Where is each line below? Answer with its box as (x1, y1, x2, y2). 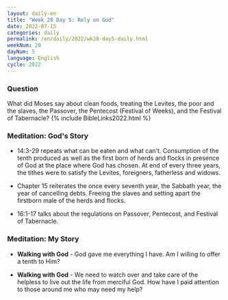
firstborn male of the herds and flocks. (16, 196, 126, 205)
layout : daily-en (7, 10, 57, 17)
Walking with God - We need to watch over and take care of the (16, 270, 199, 279)
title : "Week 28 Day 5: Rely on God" (7, 16, 115, 23)
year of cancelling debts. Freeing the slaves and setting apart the (16, 189, 201, 198)
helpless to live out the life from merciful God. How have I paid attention (16, 277, 220, 286)
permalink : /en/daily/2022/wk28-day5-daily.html (7, 36, 149, 43)
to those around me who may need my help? (16, 285, 143, 293)
